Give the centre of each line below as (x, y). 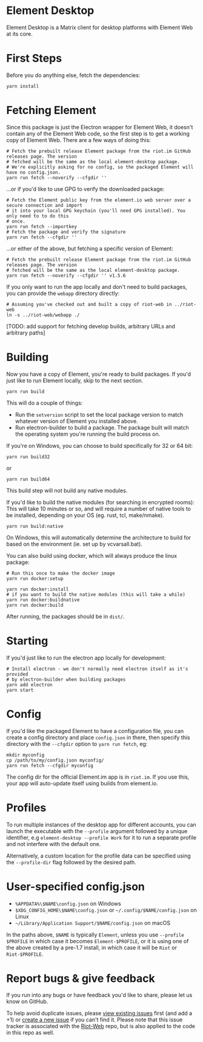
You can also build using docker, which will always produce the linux (92, 555)
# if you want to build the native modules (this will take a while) (96, 594)
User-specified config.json (76, 886)
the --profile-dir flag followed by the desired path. (71, 862)
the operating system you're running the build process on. (88, 434)
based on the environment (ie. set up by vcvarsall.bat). (74, 544)
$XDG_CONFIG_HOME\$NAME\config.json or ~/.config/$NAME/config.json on (106, 910)
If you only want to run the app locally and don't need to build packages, (97, 286)
